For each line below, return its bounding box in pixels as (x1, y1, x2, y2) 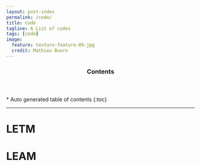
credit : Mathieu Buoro (11, 48, 68, 54)
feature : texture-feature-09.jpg (11, 42, 95, 48)
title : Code (6, 20, 36, 26)
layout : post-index (6, 8, 55, 15)
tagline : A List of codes (6, 25, 71, 32)
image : (6, 36, 23, 42)
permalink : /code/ (6, 14, 52, 20)
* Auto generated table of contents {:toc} (6, 96, 108, 103)
